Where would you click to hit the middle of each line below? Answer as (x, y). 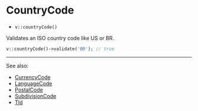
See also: (17, 66)
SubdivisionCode (35, 96)
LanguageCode (33, 83)
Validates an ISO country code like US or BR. (60, 38)
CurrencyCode (33, 77)
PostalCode (29, 90)
